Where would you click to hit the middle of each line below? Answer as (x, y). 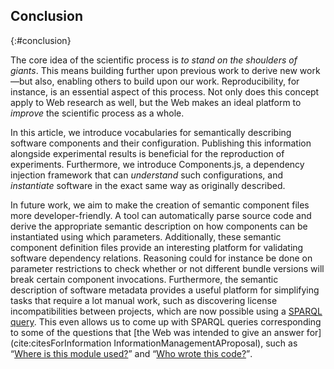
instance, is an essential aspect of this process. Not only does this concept (165, 91)
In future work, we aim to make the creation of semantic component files (160, 205)
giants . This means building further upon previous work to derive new (154, 70)
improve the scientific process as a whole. (97, 113)
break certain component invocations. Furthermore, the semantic (144, 279)
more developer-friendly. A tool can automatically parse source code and (161, 215)
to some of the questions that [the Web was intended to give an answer (157, 332)
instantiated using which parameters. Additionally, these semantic (146, 236)
